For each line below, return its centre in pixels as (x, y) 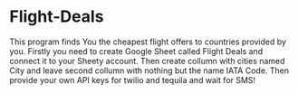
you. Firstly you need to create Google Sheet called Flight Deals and (136, 51)
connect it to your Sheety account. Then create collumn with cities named (147, 61)
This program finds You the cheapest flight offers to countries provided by (148, 42)
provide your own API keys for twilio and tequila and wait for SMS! (133, 80)
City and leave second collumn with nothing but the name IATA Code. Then (149, 70)
